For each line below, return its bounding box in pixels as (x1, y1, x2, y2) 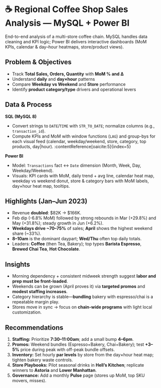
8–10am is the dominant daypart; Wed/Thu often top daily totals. (12, 236, 142, 242)
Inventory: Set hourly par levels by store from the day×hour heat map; (12, 352, 154, 357)
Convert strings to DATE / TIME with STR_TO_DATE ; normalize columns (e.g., (12, 123, 155, 129)
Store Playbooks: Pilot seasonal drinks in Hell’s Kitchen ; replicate (12, 362, 145, 368)
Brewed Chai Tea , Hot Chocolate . (12, 246, 80, 252)
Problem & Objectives (5, 58, 72, 66)
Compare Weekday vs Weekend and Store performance (12, 81, 126, 87)
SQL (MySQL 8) (5, 113, 37, 119)
